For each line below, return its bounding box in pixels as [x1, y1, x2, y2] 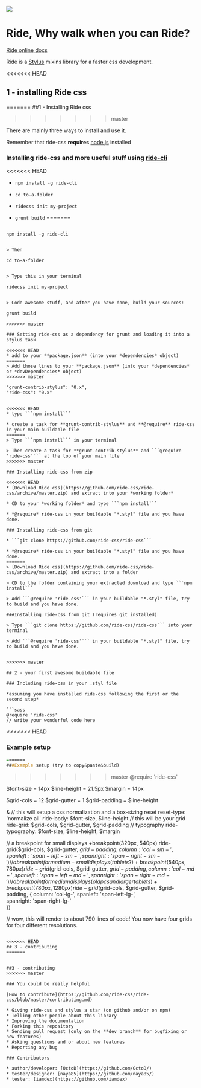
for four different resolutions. [6, 922, 78, 929]
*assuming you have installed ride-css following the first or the [6, 691, 179, 697]
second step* [6, 697, 39, 703]
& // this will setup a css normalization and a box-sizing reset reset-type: [6, 808, 186, 816]
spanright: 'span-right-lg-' [6, 897, 72, 904]
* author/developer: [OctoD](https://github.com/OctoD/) [6, 1066, 152, 1072]
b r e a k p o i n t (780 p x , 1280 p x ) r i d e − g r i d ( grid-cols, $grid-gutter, [6, 884, 158, 892]
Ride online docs [6, 46, 48, 54]
